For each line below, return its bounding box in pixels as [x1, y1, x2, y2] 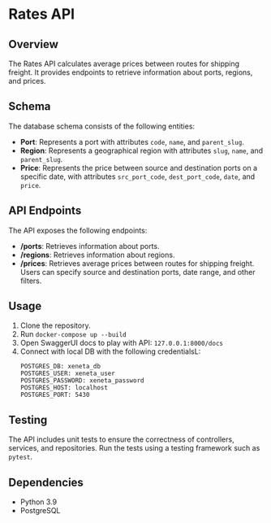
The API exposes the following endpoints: [8, 225, 148, 235]
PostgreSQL [19, 506, 61, 516]
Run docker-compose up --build [19, 329, 127, 339]
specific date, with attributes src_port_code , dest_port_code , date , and [19, 172, 256, 181]
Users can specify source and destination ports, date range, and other [19, 267, 256, 277]
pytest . [8, 452, 32, 462]
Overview [8, 37, 59, 51]
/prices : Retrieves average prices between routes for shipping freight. [19, 258, 255, 268]
